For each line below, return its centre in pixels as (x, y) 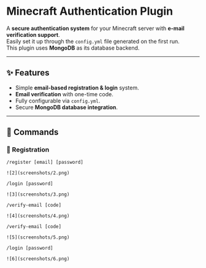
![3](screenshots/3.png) (38, 194)
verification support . (33, 34)
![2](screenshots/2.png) (38, 173)
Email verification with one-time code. (64, 94)
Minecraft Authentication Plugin (90, 11)
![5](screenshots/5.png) (38, 237)
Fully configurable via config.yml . (58, 101)
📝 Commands (32, 132)
